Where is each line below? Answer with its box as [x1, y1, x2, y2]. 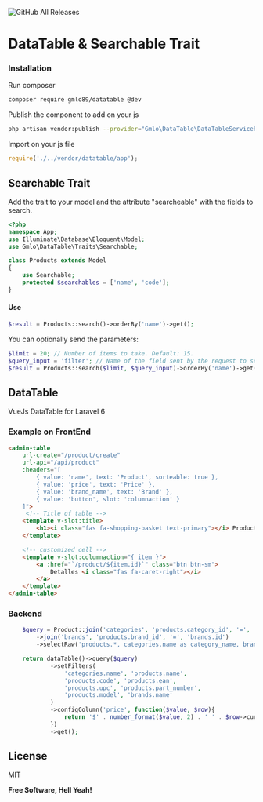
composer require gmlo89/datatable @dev [8, 96, 142, 104]
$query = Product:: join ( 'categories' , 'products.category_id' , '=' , [22, 626, 250, 634]
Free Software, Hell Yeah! [8, 786, 92, 795]
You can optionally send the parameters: [8, 334, 139, 344]
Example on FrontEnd [8, 426, 92, 437]
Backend [8, 608, 43, 619]
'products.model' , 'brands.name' [63, 691, 174, 699]
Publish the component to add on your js [8, 110, 139, 119]
